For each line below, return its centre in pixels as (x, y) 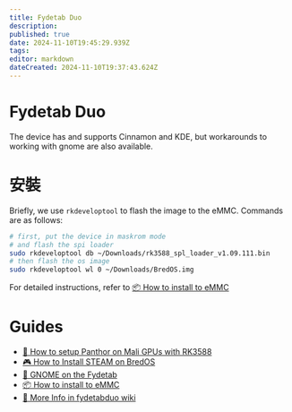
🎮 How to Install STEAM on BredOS (89, 362)
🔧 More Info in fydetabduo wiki (79, 398)
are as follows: (36, 219)
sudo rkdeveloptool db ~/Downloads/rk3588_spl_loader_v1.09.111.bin (140, 253)
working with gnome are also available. (82, 146)
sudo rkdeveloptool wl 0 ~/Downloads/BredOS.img (102, 270)
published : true (39, 34)
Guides (37, 327)
